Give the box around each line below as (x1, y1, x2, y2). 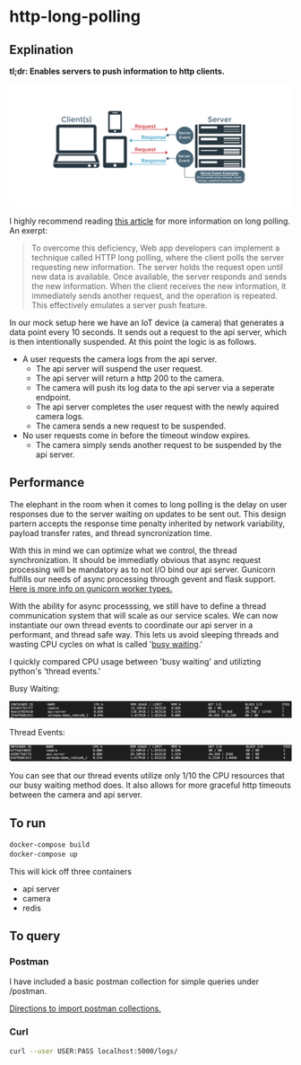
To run (9, 815, 47, 831)
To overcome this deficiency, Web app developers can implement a (30, 242, 280, 253)
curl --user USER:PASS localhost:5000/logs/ (9, 1046, 178, 1056)
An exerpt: (9, 225, 47, 236)
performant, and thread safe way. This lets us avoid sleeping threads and (9, 629, 279, 639)
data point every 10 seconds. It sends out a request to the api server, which (9, 327, 287, 338)
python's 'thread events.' (9, 665, 101, 676)
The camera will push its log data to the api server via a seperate (35, 383, 275, 393)
